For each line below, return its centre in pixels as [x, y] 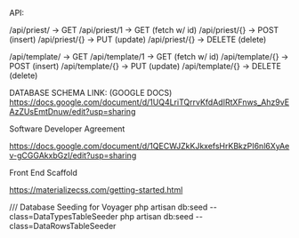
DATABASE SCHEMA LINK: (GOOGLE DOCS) [91, 93]
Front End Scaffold [44, 173]
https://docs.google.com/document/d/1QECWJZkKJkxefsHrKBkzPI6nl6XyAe [149, 146]
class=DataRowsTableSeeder [63, 226]
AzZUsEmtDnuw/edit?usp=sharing [73, 111]
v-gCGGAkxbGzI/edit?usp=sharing [73, 155]
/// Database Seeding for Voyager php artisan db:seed [109, 207]
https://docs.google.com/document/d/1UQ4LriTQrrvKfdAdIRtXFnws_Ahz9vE [149, 102]
